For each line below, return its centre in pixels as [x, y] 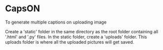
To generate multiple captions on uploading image [56, 22]
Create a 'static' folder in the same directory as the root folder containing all [82, 31]
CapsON [23, 9]
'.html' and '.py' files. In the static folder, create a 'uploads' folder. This [76, 37]
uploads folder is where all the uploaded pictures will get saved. [69, 42]
